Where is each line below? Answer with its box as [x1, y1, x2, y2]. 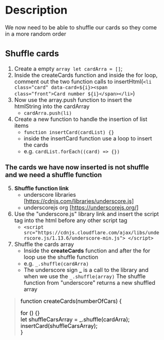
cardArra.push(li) [23, 110, 72, 116]
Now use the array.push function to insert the [14, 96, 132, 103]
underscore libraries [23, 191, 76, 199]
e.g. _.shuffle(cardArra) [23, 260, 89, 267]
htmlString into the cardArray [14, 103, 90, 110]
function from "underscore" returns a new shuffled [23, 279, 156, 287]
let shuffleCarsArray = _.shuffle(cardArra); [20, 316, 130, 323]
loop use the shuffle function [23, 254, 99, 261]
